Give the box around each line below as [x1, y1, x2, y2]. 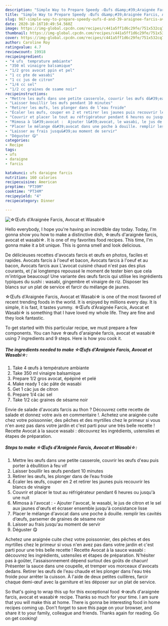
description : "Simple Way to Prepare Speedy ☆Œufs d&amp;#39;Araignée [5, 7, 155, 13]
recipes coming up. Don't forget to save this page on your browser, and [5, 604, 152, 610]
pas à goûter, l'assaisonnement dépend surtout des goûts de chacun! [5, 557, 148, 563]
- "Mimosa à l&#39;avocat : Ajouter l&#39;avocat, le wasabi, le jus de [5, 119, 162, 124]
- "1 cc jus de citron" [5, 77, 55, 82]
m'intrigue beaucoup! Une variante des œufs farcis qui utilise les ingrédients [5, 273, 162, 279]
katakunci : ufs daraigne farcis [5, 170, 72, 176]
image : [5, 26, 19, 31]
